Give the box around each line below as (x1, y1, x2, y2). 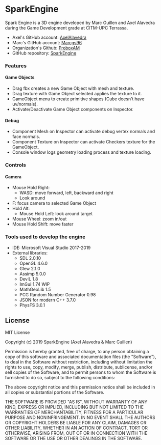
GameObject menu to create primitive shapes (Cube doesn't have (12, 96, 145, 102)
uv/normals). (12, 101, 38, 107)
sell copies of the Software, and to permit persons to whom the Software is (5, 369, 157, 375)
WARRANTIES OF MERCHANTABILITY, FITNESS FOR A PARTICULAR (5, 409, 143, 415)
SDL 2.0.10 (19, 255, 41, 261)
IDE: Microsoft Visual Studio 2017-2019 (12, 245, 91, 250)
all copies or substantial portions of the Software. (5, 389, 104, 395)
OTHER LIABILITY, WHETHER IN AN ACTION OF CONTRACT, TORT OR (5, 425, 148, 431)
